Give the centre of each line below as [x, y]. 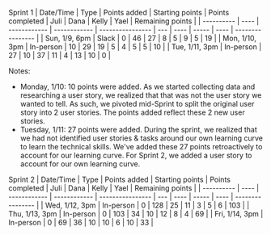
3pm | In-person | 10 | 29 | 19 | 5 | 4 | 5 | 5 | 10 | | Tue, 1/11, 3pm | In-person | [135, 47]
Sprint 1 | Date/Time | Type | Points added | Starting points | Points [119, 13]
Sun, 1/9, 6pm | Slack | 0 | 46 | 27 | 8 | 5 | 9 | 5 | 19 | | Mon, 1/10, [151, 38]
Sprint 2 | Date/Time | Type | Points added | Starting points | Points [119, 179]
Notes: [19, 71]
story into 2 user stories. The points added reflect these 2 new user [132, 112]
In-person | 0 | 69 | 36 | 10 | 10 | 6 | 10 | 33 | [81, 222]
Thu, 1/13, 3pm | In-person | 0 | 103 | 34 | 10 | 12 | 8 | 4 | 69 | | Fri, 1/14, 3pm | [136, 214]
